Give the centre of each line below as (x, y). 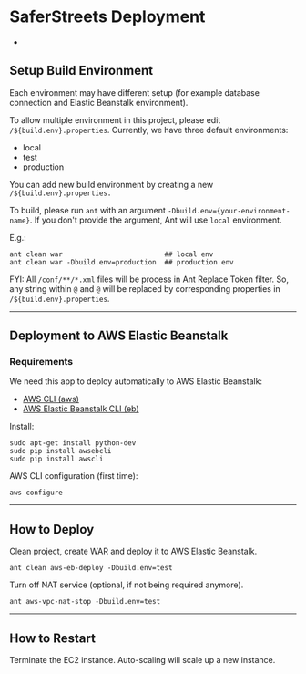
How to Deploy (52, 529)
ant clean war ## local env (112, 254)
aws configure (36, 493)
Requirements (41, 362)
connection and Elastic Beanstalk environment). (99, 102)
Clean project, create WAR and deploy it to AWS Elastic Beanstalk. (133, 551)
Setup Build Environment (81, 71)
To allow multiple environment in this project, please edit (115, 119)
